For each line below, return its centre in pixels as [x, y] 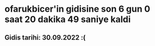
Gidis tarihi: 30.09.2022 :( [45, 37]
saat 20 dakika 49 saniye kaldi [68, 19]
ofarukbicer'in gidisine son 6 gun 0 [77, 9]
